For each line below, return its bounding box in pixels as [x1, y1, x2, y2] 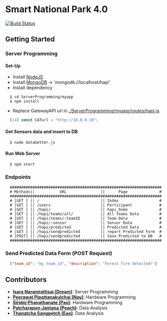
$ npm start [10, 162, 35, 167]
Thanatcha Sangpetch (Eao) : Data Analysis [12, 310, 104, 316]
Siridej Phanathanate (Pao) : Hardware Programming [12, 300, 123, 306]
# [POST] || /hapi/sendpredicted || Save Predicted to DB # [10, 234, 162, 239]
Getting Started [5, 35, 55, 44]
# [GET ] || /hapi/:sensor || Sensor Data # [10, 220, 162, 226]
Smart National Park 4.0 [5, 4, 108, 15]
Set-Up [5, 62, 21, 69]
